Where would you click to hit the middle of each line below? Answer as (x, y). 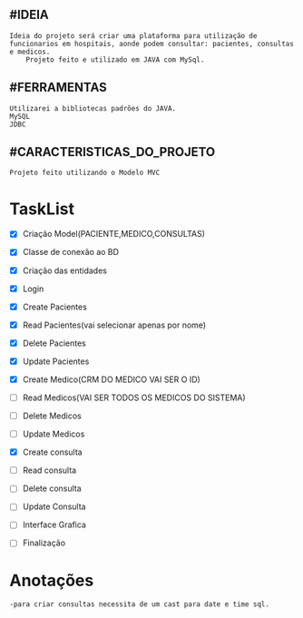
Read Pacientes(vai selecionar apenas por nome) (114, 325)
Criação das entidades (64, 270)
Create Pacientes (55, 307)
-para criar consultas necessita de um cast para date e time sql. (140, 604)
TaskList (42, 209)
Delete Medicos (52, 416)
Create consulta (53, 452)
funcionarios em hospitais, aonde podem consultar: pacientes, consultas (152, 44)
